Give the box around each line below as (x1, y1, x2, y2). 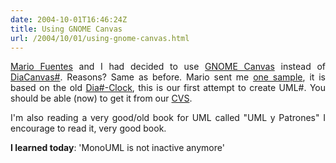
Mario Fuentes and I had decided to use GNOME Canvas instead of (10, 61, 326, 73)
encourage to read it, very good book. (10, 122, 167, 135)
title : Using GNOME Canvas (10, 24, 123, 34)
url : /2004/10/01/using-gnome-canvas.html (10, 33, 190, 43)
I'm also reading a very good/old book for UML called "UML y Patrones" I (10, 112, 326, 124)
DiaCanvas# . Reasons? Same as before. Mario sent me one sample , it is (10, 71, 326, 83)
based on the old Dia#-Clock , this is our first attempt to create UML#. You (10, 82, 326, 94)
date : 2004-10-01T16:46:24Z (10, 14, 128, 25)
